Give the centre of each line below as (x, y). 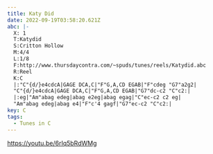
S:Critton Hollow (39, 46)
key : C (17, 110)
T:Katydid (27, 40)
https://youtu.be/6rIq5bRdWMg (52, 143)
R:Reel (23, 71)
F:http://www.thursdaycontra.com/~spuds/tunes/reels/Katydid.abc (110, 65)
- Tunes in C (32, 123)
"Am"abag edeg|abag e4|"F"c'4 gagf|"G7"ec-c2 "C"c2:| (93, 104)
